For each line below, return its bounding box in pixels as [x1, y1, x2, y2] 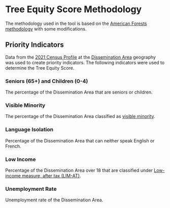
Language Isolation [5, 126, 54, 133]
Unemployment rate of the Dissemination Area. [5, 197, 104, 203]
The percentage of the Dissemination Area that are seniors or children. [5, 89, 153, 95]
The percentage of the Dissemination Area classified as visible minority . [5, 113, 156, 120]
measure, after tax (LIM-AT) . [22, 172, 81, 179]
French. [5, 143, 21, 149]
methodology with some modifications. [5, 25, 87, 32]
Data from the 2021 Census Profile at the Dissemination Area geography [5, 54, 156, 60]
